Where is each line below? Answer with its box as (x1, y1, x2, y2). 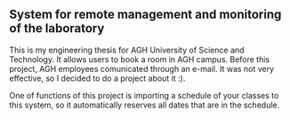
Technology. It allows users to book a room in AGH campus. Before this (9, 53, 270, 65)
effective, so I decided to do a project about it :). (9, 73, 186, 83)
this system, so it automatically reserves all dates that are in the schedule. (9, 99, 280, 110)
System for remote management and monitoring (9, 7, 282, 22)
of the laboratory (9, 21, 105, 36)
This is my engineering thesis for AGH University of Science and (9, 44, 245, 55)
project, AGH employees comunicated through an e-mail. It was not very (9, 63, 274, 74)
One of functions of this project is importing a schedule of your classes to (9, 90, 279, 100)
